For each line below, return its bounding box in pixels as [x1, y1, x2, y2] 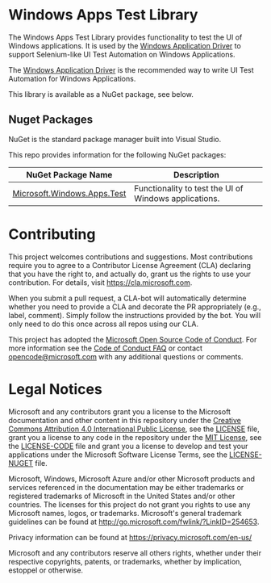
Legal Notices [8, 380, 102, 398]
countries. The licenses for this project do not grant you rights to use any [8, 499, 251, 510]
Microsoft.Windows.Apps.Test [12, 187, 127, 199]
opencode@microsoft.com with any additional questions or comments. [8, 351, 244, 361]
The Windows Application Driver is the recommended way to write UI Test [8, 65, 254, 74]
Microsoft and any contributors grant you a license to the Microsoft [8, 406, 231, 417]
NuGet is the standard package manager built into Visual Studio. [8, 134, 222, 144]
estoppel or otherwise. [8, 565, 83, 575]
